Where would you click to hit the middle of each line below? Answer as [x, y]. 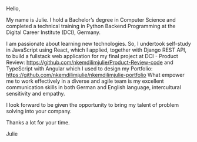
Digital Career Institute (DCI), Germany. [54, 32]
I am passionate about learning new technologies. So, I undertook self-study [98, 44]
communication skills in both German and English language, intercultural [94, 87]
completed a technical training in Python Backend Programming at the [91, 26]
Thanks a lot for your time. [38, 122]
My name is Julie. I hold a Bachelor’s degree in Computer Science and [91, 20]
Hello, [13, 9]
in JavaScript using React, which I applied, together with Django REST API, [96, 50]
